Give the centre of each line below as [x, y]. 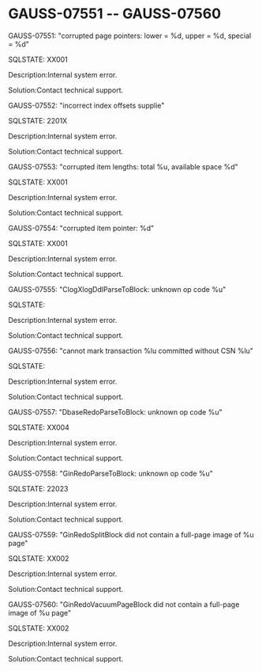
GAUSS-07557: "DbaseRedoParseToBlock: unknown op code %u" [115, 411]
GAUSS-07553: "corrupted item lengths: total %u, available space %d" [123, 166]
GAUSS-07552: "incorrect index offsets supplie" [86, 105]
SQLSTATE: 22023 [38, 488]
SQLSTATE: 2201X [38, 120]
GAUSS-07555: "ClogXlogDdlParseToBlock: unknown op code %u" [117, 289]
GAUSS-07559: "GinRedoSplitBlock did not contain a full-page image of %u [131, 534]
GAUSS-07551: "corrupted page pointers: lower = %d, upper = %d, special [130, 36]
